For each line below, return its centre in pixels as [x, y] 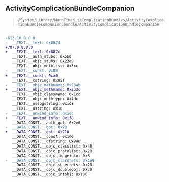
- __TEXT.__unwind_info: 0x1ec [39, 113]
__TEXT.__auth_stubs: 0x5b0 [42, 57]
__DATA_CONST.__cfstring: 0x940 [46, 141]
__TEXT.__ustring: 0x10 [37, 108]
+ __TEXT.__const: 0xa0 [32, 76]
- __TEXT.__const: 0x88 [32, 70]
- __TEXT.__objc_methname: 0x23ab [43, 85]
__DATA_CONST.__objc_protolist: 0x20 [52, 151]
